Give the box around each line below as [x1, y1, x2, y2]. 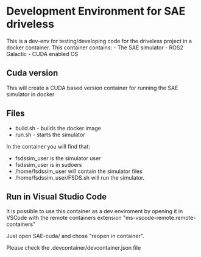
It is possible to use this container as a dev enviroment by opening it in [6, 208, 183, 215]
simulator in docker [6, 90, 55, 98]
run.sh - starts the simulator [15, 131, 85, 138]
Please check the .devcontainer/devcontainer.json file [6, 244, 141, 252]
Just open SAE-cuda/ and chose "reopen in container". [6, 233, 144, 240]
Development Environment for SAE [6, 4, 186, 18]
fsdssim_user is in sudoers [15, 161, 82, 168]
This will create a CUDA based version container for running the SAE [6, 84, 178, 91]
